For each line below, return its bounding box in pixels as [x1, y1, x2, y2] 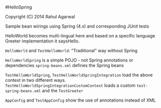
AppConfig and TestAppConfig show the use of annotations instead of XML [5, 97, 156, 103]
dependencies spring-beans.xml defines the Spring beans [5, 63, 124, 68]
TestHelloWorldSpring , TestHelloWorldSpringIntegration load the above [5, 72, 153, 78]
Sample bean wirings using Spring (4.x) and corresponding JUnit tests [5, 23, 149, 29]
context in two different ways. [5, 77, 66, 83]
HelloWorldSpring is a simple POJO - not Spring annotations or [5, 57, 134, 63]
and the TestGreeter [42, 88, 83, 93]
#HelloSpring [5, 4, 32, 10]
